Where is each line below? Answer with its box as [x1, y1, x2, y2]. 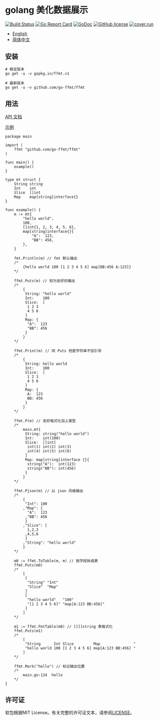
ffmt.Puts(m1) [14, 628, 43, 633]
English [12, 31, 28, 37]
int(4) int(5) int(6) [27, 449, 72, 454]
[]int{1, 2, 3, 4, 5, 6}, [23, 225, 77, 229]
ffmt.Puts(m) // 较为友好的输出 [14, 278, 76, 283]
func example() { [5, 207, 41, 212]
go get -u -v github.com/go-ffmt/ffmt [5, 85, 85, 90]
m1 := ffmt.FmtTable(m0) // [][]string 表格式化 [14, 624, 113, 629]
